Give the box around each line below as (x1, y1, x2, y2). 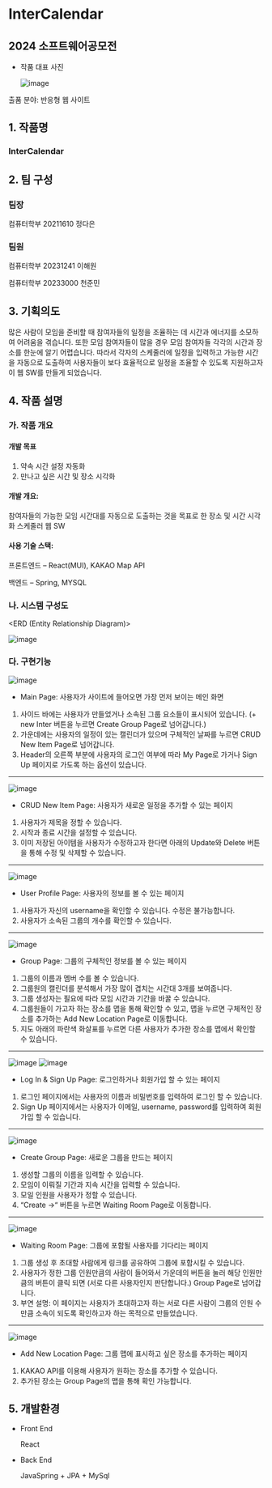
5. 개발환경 (8, 1402, 61, 1416)
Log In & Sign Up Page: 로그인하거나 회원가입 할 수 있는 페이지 (19, 1074, 220, 1084)
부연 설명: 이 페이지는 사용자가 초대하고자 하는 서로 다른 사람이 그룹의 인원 (19, 1298, 253, 1307)
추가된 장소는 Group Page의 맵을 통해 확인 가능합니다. (19, 1375, 192, 1385)
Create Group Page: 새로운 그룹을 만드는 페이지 (19, 1152, 173, 1162)
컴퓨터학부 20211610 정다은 (8, 219, 96, 228)
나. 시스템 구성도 (8, 600, 69, 611)
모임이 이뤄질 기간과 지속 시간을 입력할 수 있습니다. (19, 1180, 181, 1189)
